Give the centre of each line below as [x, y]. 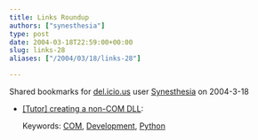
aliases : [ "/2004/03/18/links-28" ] [75, 58]
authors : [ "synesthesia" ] [57, 26]
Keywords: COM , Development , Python [94, 126]
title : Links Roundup [49, 17]
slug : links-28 [37, 51]
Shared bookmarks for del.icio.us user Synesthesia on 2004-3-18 [129, 91]
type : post [29, 34]
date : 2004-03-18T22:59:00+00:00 [71, 42]
